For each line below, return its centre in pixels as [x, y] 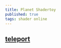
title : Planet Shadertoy [30, 10]
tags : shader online [26, 19]
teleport [18, 39]
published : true [22, 14]
